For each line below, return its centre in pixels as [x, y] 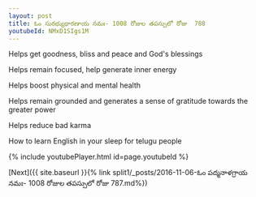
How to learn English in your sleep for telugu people [95, 141]
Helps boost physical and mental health [74, 85]
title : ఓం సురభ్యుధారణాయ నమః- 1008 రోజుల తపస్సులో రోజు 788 [107, 24]
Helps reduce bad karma [50, 126]
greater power [32, 109]
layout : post [30, 16]
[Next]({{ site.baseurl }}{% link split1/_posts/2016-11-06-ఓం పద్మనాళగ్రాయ [128, 173]
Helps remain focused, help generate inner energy [93, 70]
